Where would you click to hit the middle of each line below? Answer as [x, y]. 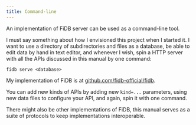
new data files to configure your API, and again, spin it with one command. [97, 98]
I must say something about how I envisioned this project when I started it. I [98, 40]
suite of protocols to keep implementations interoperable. [76, 116]
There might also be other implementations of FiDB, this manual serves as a [98, 109]
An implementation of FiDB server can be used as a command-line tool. [93, 28]
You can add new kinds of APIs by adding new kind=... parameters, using [97, 91]
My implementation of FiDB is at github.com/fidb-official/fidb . [81, 80]
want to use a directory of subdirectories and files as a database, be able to [98, 46]
